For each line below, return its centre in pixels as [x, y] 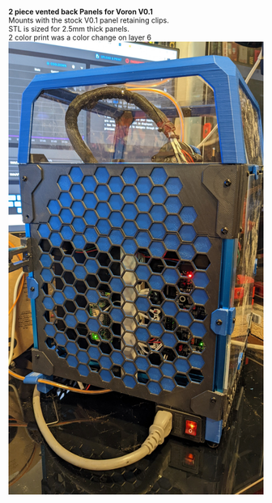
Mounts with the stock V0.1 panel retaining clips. [89, 20]
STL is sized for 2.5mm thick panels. [69, 29]
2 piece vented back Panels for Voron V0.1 [81, 12]
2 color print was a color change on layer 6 [80, 37]
